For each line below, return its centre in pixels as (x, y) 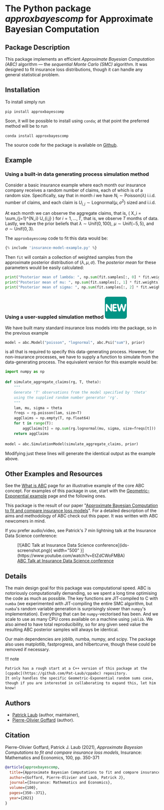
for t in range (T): (34, 424)
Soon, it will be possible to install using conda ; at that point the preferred (77, 121)
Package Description (37, 47)
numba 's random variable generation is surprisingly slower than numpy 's (76, 609)
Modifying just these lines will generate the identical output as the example (80, 453)
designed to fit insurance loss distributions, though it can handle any (74, 69)
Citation (18, 735)
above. (12, 458)
